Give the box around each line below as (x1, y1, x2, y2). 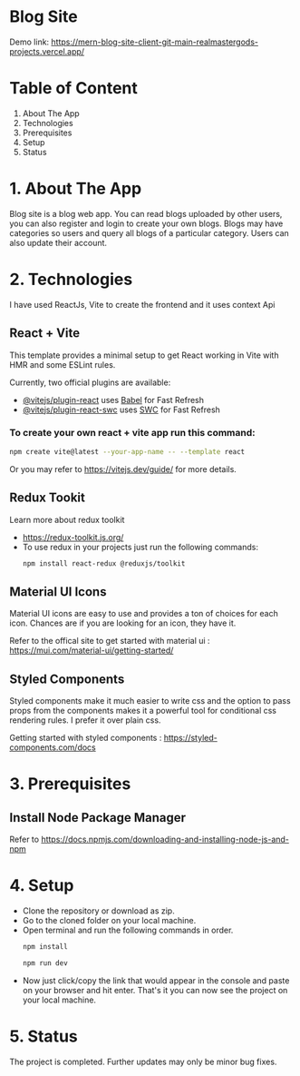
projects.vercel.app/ (9, 45, 84, 56)
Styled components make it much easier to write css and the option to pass (9, 696, 292, 706)
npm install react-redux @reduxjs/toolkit (22, 558, 186, 568)
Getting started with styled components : (9, 733, 162, 744)
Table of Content (9, 78, 139, 99)
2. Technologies (9, 270, 133, 290)
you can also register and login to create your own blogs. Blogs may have (9, 218, 284, 229)
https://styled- (163, 733, 218, 744)
